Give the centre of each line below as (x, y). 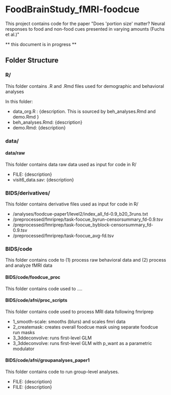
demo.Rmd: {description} (39, 127)
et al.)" (12, 34)
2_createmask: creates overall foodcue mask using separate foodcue (85, 327)
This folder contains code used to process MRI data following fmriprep (80, 311)
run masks (24, 332)
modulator (23, 348)
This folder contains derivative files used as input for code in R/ (72, 204)
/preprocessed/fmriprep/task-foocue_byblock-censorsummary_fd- (83, 225)
